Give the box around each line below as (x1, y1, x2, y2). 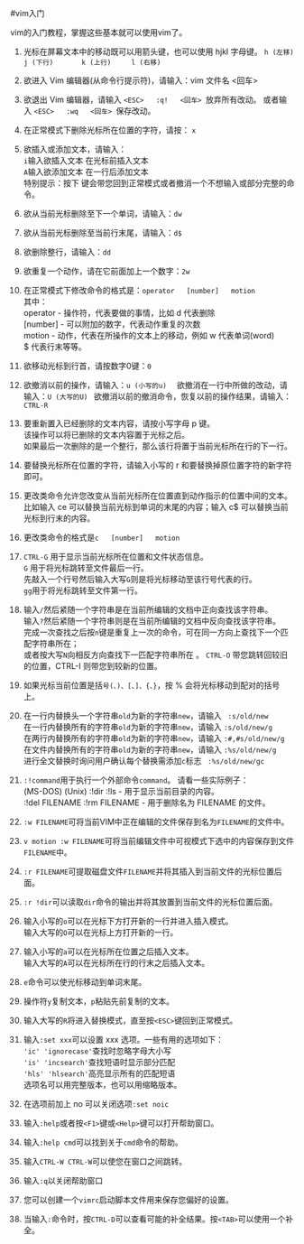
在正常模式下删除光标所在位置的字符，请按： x (23, 125, 197, 135)
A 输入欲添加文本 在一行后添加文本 (23, 166, 149, 177)
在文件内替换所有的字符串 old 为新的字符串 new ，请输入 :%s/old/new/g (23, 744, 277, 755)
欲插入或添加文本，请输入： (23, 144, 127, 154)
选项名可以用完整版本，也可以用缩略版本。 (23, 1080, 182, 1090)
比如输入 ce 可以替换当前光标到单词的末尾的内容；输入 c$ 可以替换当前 (23, 502, 289, 512)
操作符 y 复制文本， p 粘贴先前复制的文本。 (23, 996, 175, 1007)
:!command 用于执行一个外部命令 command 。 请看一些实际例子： (23, 775, 249, 785)
